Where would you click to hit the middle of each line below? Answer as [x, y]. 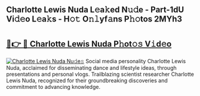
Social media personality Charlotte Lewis [136, 61]
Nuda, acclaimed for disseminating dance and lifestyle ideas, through [92, 68]
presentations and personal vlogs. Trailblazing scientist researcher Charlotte [100, 74]
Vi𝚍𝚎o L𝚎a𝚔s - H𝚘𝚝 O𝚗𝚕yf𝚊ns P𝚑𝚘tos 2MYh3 [94, 19]
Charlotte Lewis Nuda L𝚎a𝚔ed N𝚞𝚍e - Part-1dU [95, 10]
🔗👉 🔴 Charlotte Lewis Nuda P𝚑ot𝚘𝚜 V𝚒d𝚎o [89, 44]
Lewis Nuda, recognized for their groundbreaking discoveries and [87, 80]
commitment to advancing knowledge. [53, 87]
